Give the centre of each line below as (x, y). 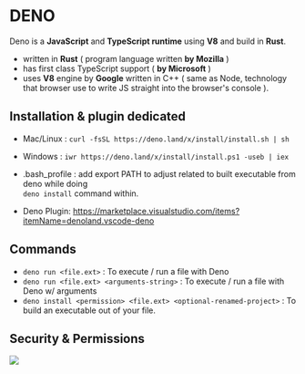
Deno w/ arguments (60, 291)
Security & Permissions (77, 338)
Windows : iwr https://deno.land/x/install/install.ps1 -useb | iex (156, 156)
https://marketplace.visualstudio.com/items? (156, 211)
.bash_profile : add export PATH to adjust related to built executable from (159, 173)
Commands (43, 249)
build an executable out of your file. (89, 310)
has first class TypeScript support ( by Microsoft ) (117, 68)
